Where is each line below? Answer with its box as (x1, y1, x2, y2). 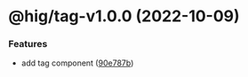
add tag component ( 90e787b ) (20, 58, 134, 68)
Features (8, 38, 48, 50)
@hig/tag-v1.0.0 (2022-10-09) (8, 6, 241, 27)
